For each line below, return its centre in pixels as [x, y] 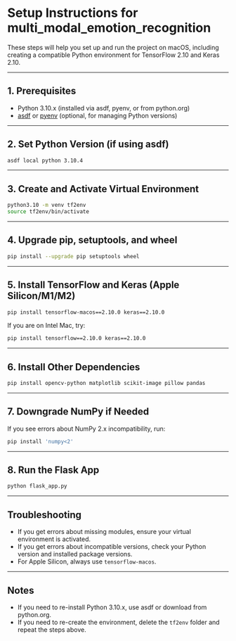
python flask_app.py [38, 486]
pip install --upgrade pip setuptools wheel [73, 256]
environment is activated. [54, 539]
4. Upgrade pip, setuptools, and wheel [92, 240]
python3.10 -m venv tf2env [47, 205]
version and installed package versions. [75, 554]
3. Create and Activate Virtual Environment [103, 189]
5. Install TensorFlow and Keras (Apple [93, 285]
